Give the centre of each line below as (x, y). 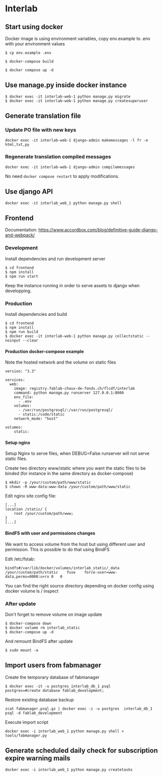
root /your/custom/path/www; (44, 514)
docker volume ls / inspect (32, 591)
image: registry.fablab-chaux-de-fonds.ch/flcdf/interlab (74, 389)
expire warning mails (38, 759)
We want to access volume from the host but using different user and (75, 544)
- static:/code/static (41, 414)
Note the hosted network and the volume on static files (61, 362)
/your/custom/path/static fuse (41, 572)
